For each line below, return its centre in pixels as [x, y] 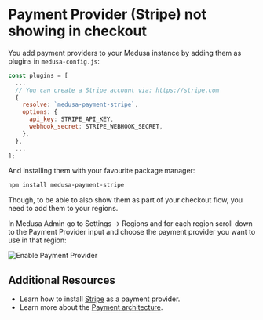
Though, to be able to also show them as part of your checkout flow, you [126, 200]
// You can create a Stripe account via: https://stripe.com [117, 90]
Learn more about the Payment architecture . [91, 307]
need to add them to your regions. [63, 209]
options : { [40, 112]
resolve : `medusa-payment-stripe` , [80, 105]
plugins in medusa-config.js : [54, 61]
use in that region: [37, 240]
